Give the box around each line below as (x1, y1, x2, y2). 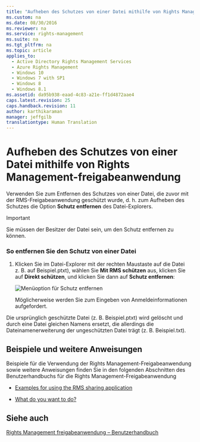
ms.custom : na (6, 14, 42, 20)
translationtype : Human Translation (6, 120, 97, 126)
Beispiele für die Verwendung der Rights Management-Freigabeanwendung (6, 360, 192, 367)
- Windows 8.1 (11, 86, 46, 92)
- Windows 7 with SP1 (11, 75, 65, 81)
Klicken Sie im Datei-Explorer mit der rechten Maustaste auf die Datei (14, 260, 185, 268)
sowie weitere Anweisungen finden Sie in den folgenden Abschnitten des (6, 366, 186, 373)
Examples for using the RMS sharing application (14, 384, 133, 391)
